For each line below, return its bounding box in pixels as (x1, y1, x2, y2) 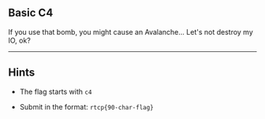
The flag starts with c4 (19, 87, 92, 96)
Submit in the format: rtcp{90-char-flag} (19, 102, 154, 111)
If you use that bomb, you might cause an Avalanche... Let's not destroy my (8, 27, 254, 36)
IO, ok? (8, 35, 32, 45)
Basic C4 (8, 6, 54, 20)
